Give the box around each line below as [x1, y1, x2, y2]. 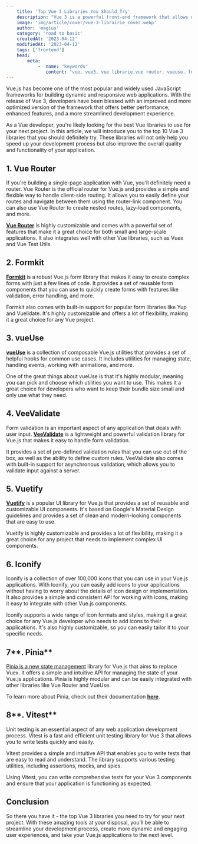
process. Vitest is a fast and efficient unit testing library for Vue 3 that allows [6, 732, 192, 739]
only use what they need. [6, 391, 68, 398]
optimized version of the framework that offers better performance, [6, 104, 170, 111]
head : [16, 52, 31, 58]
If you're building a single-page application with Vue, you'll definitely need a [6, 179, 191, 186]
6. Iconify [6, 559, 42, 569]
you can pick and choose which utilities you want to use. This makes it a [6, 379, 181, 386]
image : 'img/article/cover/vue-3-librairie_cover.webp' [16, 19, 157, 25]
